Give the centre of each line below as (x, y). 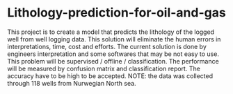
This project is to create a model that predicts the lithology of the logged (111, 32)
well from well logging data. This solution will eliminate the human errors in (114, 39)
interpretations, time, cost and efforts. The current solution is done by (107, 46)
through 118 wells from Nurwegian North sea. (72, 83)
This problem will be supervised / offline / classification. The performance (113, 61)
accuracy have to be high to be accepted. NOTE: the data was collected (110, 76)
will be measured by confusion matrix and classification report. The (104, 68)
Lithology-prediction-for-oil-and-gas (116, 13)
